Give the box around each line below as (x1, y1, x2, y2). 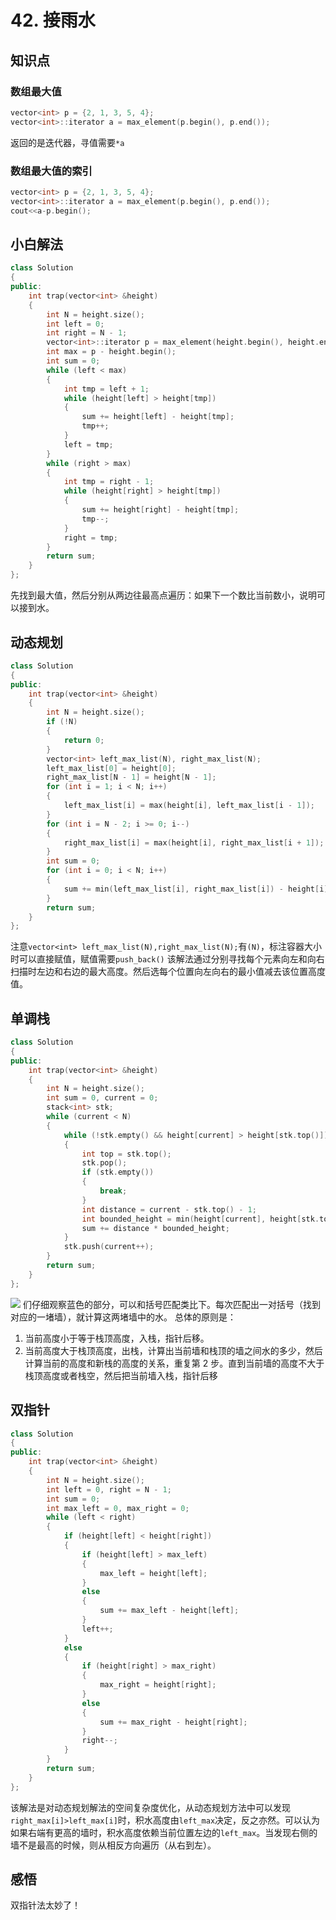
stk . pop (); (81, 1158, 128, 1168)
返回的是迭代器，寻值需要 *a (10, 136, 125, 148)
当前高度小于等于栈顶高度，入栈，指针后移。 (24, 1332, 210, 1344)
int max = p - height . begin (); (46, 347, 177, 357)
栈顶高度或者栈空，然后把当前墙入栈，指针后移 (24, 1369, 218, 1381)
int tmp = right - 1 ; (63, 477, 155, 487)
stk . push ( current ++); (63, 1242, 155, 1252)
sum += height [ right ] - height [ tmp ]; (81, 505, 240, 515)
